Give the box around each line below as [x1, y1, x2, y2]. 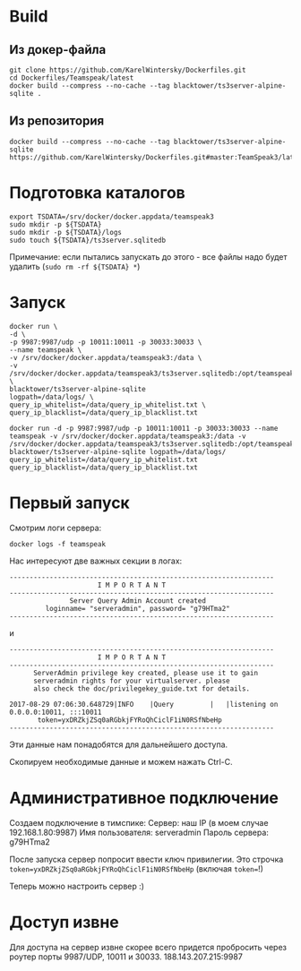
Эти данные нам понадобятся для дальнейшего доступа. [9, 739, 228, 750]
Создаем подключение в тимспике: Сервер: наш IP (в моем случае [9, 817, 269, 828]
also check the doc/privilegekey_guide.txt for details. [32, 683, 251, 693]
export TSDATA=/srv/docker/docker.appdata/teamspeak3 [9, 212, 215, 221]
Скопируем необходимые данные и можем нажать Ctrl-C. [9, 756, 233, 767]
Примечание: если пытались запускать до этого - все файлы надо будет [9, 251, 288, 262]
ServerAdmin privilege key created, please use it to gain [32, 668, 258, 677]
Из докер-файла [9, 42, 107, 57]
